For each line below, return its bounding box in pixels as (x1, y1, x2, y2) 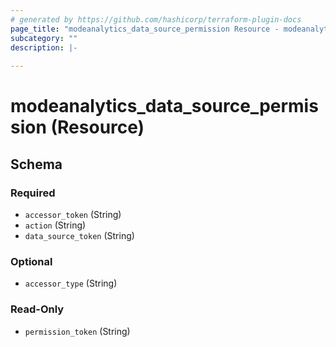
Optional (10, 254, 53, 268)
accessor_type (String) (24, 277, 118, 290)
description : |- (10, 42, 78, 53)
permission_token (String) (24, 325, 131, 337)
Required (10, 186, 56, 200)
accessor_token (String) (24, 209, 122, 220)
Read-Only (10, 302, 65, 316)
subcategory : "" (10, 33, 78, 43)
